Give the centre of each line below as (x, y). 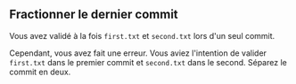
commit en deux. (40, 72)
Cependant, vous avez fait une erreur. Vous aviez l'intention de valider (138, 53)
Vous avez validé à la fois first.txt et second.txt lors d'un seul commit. (142, 35)
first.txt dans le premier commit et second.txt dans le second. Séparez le (148, 62)
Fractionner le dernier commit (94, 15)
